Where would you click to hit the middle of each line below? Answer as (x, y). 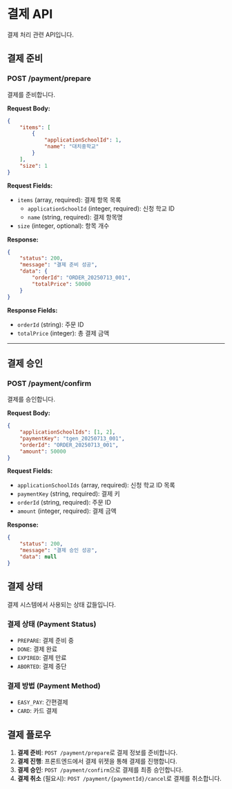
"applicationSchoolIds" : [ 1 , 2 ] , (68, 432)
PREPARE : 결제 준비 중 (46, 640)
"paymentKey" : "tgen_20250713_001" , (72, 438)
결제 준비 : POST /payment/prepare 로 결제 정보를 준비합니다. (97, 752)
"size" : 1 (34, 166)
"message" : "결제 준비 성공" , (59, 265)
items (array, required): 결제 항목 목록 (69, 199)
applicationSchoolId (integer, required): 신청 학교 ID (101, 208)
